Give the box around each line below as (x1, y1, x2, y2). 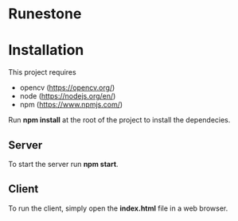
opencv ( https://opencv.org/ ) (19, 83, 115, 92)
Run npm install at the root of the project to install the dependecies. (8, 115, 231, 125)
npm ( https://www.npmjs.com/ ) (19, 100, 123, 110)
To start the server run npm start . (8, 159, 119, 169)
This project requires (8, 68, 77, 77)
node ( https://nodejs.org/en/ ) (19, 91, 116, 101)
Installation (8, 41, 84, 60)
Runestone (8, 5, 82, 23)
